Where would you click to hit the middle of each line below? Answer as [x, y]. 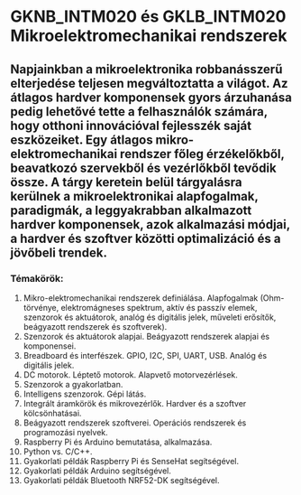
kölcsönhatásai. [52, 413]
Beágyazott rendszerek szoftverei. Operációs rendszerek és [135, 423]
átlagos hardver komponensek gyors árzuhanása [151, 97]
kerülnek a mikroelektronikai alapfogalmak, [134, 196]
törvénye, [41, 307]
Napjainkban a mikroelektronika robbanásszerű [146, 69]
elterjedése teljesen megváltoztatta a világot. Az [149, 83]
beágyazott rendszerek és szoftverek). [95, 326]
